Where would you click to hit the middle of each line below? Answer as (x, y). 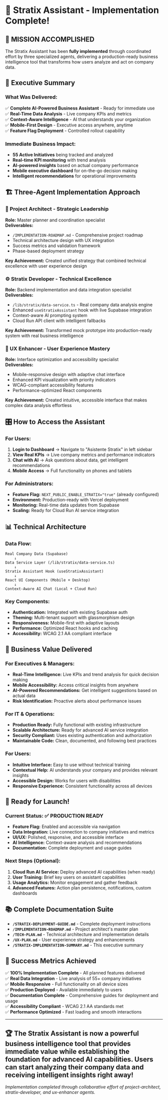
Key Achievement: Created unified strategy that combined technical (76, 260)
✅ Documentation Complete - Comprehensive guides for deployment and (82, 995)
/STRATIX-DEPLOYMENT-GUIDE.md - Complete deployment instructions (81, 924)
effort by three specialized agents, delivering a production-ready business (82, 56)
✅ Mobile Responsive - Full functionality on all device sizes (67, 984)
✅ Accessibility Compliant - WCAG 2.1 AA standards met (64, 1006)
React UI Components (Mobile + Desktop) (48, 580)
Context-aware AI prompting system (50, 315)
